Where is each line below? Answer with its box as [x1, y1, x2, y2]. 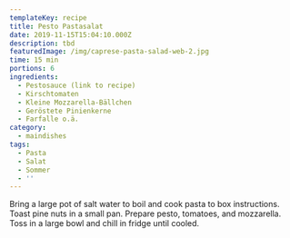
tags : [9, 140, 30, 149]
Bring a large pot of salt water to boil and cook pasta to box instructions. [9, 199, 280, 210]
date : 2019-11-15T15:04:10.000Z [9, 30, 132, 39]
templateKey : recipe [9, 13, 88, 23]
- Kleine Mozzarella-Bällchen [17, 97, 132, 107]
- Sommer [17, 165, 51, 174]
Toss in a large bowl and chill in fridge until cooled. [9, 218, 200, 229]
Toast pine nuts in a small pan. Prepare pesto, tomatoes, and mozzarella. [9, 208, 282, 219]
